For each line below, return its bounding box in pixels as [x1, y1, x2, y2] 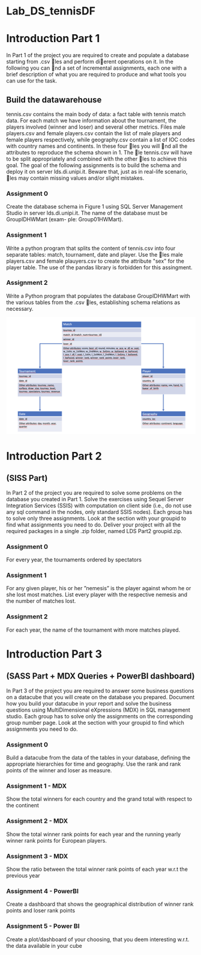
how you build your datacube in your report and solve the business [6, 700, 172, 707]
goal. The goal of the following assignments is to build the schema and [6, 161, 181, 169]
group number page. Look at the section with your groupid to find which [6, 719, 185, 726]
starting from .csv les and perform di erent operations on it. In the [6, 58, 174, 66]
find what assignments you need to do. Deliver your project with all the [6, 521, 181, 528]
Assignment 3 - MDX [6, 852, 68, 860]
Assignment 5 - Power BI [6, 922, 80, 930]
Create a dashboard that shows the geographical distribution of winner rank [6, 900, 194, 908]
